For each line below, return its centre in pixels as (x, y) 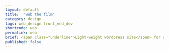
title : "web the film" (30, 14)
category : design (23, 19)
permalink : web (21, 33)
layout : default (22, 10)
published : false (23, 42)
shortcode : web (21, 28)
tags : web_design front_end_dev (39, 24)
